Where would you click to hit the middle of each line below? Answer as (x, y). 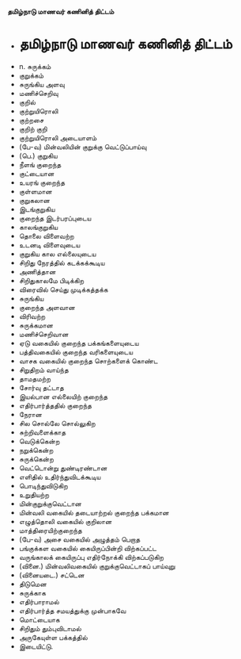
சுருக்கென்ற (36, 458)
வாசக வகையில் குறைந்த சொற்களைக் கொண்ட (88, 361)
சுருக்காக (32, 592)
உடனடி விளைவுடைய (49, 244)
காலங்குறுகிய (38, 227)
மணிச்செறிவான (43, 334)
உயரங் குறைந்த (41, 182)
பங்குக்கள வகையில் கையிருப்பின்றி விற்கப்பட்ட (88, 548)
